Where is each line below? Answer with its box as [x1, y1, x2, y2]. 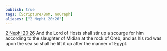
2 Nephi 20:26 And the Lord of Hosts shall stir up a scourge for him [5, 30, 144, 36]
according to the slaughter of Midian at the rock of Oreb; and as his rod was [5, 35, 162, 41]
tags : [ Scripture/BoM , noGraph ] [5, 12, 73, 17]
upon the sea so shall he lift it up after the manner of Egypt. [5, 41, 128, 47]
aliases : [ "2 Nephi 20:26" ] [5, 16, 64, 21]
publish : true [5, 7, 35, 12]
